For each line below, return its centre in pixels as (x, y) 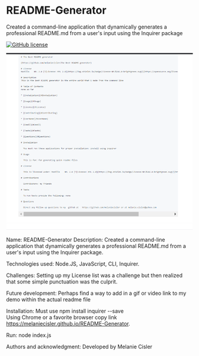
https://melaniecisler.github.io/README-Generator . (68, 324)
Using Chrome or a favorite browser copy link (62, 317)
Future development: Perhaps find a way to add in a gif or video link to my (96, 293)
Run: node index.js (29, 335)
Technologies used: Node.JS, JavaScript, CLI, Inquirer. (73, 264)
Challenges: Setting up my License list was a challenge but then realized (94, 275)
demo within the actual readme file (48, 300)
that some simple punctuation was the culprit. (62, 282)
